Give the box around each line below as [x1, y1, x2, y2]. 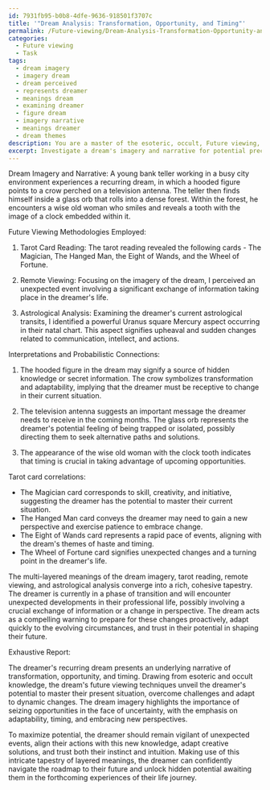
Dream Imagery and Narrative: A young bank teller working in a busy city [8, 168, 250, 178]
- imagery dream [15, 72, 70, 80]
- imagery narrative [15, 117, 84, 125]
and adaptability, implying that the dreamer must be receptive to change [19, 382, 260, 392]
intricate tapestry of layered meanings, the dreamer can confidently [8, 755, 233, 766]
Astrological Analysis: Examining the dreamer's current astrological [19, 308, 243, 318]
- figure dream [15, 110, 67, 118]
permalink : [8, 27, 45, 35]
